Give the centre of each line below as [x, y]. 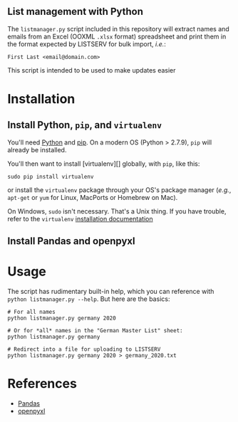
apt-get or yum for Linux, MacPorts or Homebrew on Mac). [93, 197]
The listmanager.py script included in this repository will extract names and [118, 28]
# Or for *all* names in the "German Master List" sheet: [95, 331]
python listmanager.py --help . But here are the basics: [89, 299]
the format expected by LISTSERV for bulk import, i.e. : [87, 44]
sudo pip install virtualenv [51, 176]
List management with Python [76, 12]
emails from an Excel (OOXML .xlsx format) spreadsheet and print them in [117, 36]
